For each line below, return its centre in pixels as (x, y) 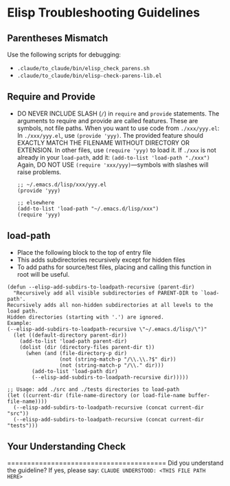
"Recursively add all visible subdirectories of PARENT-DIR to (105, 293)
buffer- (199, 395)
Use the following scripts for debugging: (64, 54)
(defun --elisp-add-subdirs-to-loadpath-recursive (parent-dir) (101, 287)
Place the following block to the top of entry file (84, 252)
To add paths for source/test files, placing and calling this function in (114, 267)
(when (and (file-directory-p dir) (76, 353)
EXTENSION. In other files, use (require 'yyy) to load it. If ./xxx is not (116, 150)
